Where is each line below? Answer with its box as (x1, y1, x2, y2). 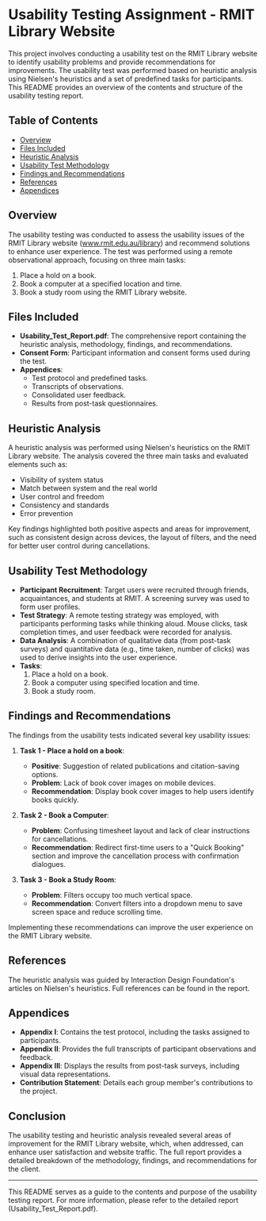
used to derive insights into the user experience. (19, 653, 178, 662)
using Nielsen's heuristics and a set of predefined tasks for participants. (8, 74, 244, 83)
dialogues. (31, 859, 66, 869)
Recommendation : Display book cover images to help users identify (31, 786, 255, 795)
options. (31, 769, 59, 779)
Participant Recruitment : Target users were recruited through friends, (19, 585, 249, 595)
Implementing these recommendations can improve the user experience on (8, 922, 253, 932)
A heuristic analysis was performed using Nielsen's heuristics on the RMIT (8, 443, 251, 453)
